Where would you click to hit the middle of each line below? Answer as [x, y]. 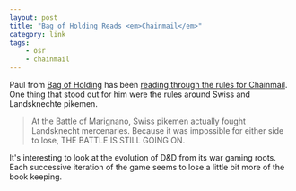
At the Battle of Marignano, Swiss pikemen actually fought [139, 121]
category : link [38, 34]
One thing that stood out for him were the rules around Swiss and [130, 94]
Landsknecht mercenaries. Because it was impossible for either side [157, 130]
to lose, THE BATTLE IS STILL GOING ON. [108, 140]
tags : [19, 43]
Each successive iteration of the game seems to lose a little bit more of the [147, 167]
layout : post [34, 17]
